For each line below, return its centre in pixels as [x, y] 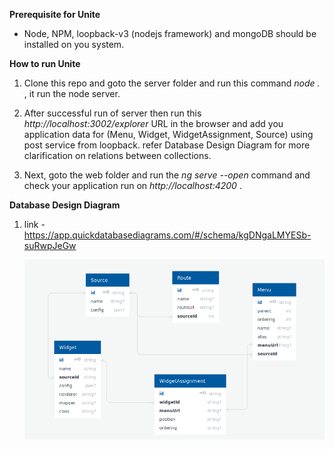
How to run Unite [45, 63]
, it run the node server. [72, 93]
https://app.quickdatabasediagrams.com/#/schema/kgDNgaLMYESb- [167, 235]
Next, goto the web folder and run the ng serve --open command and [167, 175]
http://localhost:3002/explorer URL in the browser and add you [153, 123]
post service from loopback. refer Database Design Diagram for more [167, 145]
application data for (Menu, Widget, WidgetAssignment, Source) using [168, 134]
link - [34, 224]
